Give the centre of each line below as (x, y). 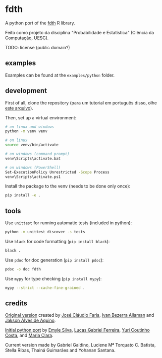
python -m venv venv (27, 131)
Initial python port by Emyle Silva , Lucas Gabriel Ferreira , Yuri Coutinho (78, 330)
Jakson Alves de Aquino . (30, 320)
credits (16, 304)
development (26, 91)
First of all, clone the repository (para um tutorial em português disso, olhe (81, 102)
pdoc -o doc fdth (23, 269)
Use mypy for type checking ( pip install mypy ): (54, 278)
